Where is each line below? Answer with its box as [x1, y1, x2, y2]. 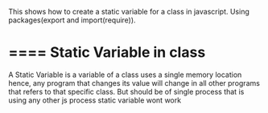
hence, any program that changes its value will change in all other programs [8, 78, 260, 87]
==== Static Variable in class [8, 43, 206, 62]
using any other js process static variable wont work [8, 95, 182, 105]
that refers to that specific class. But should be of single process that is [8, 87, 245, 96]
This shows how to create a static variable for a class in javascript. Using [8, 7, 249, 16]
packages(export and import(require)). [8, 15, 136, 25]
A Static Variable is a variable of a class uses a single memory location [8, 70, 242, 79]
